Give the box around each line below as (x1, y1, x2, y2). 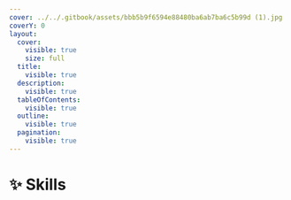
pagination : (17, 128, 62, 137)
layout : (9, 29, 38, 38)
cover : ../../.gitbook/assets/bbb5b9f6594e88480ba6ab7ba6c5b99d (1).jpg (9, 12, 283, 22)
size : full (25, 54, 65, 63)
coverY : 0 (9, 21, 46, 30)
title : (17, 63, 42, 72)
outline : (17, 112, 50, 120)
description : (17, 79, 65, 88)
